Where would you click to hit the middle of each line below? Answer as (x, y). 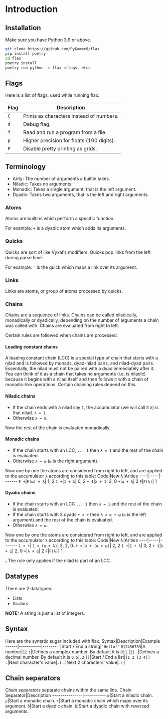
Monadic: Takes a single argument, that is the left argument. (74, 189)
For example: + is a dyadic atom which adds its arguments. (66, 228)
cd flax (13, 58)
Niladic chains (20, 396)
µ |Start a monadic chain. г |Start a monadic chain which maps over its (76, 701)
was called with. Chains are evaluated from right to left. (62, 326)
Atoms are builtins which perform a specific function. (60, 219)
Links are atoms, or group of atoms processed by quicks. (64, 291)
